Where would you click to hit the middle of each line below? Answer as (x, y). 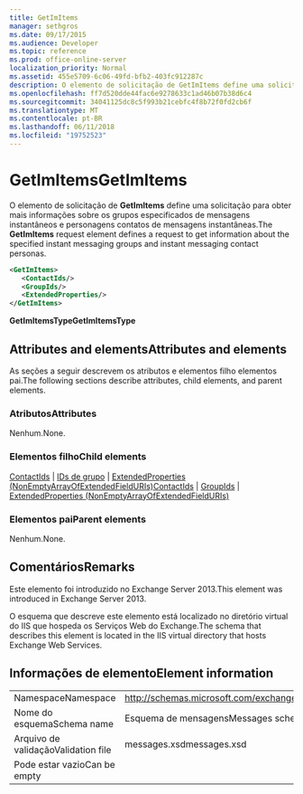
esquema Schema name (64, 723)
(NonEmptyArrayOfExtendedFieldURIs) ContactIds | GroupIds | (125, 486)
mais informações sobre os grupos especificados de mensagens (130, 214)
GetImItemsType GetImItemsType (73, 321)
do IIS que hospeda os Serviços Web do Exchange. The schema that (135, 626)
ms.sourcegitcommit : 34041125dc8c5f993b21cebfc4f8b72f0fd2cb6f (131, 102)
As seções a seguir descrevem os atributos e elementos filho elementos (143, 371)
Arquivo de (37, 738)
